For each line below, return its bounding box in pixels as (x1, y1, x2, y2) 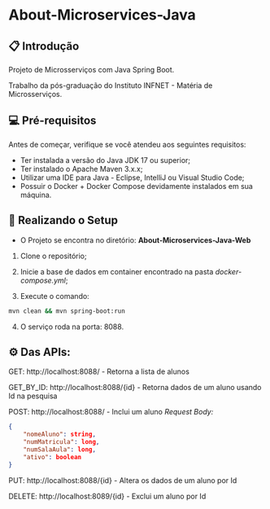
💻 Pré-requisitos (8, 114, 97, 128)
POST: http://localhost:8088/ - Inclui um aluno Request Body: (8, 407, 214, 417)
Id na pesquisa (8, 391, 58, 401)
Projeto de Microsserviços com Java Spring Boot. (8, 65, 175, 74)
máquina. (20, 190, 52, 200)
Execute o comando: (20, 291, 89, 301)
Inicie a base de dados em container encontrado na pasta (20, 266, 214, 276)
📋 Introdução (8, 39, 80, 53)
